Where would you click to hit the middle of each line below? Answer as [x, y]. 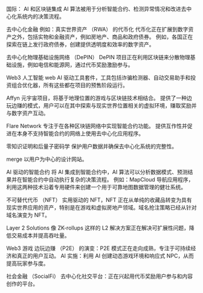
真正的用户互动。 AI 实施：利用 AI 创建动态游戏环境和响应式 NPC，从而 [105, 256]
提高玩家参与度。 [27, 263]
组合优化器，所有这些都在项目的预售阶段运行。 [69, 85]
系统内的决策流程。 [40, 16]
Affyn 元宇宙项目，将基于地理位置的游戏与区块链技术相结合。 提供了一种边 [99, 98]
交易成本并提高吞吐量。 [40, 235]
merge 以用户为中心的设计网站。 [47, 159]
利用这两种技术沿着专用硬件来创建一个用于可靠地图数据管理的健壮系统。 [96, 187]
